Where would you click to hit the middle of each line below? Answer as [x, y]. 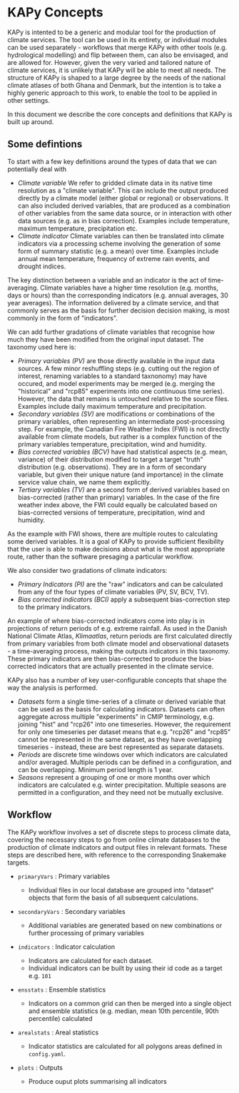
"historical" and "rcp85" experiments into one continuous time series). [121, 391]
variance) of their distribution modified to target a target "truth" [110, 459]
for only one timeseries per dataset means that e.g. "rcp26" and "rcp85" [124, 731]
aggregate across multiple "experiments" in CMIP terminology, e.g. [116, 716]
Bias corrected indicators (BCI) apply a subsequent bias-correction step [124, 599]
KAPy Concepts [55, 12]
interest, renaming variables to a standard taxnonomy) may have [112, 376]
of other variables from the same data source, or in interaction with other [124, 213]
